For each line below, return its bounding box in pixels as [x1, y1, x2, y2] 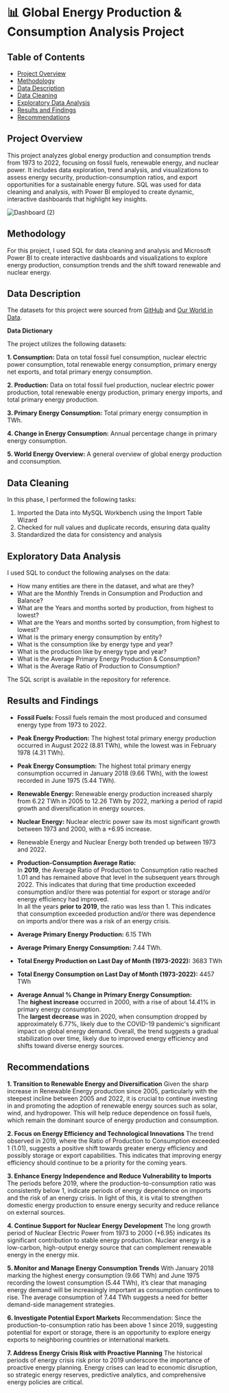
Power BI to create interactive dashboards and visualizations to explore [7, 254, 208, 262]
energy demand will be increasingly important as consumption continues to [7, 1285, 220, 1294]
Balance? [16, 596, 43, 605]
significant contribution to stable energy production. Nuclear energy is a [7, 1236, 211, 1244]
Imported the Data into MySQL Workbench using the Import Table [16, 509, 203, 517]
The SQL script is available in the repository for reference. [7, 675, 171, 683]
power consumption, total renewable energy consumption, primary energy [7, 361, 217, 369]
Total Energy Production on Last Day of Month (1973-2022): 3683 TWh [16, 956, 223, 965]
